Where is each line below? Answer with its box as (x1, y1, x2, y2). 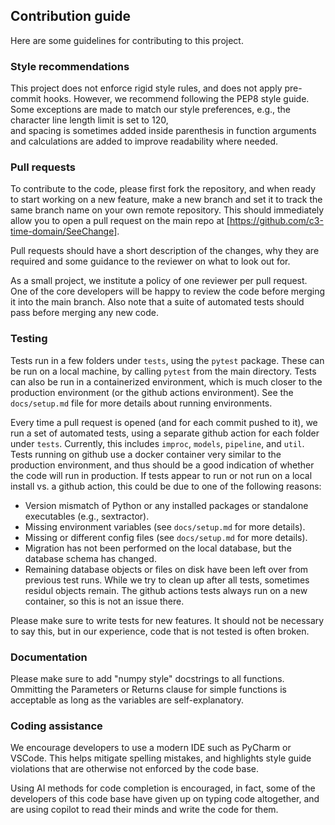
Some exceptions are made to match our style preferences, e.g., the (10, 104, 292, 116)
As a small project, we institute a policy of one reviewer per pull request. (10, 275, 308, 287)
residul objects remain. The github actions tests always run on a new (24, 584, 308, 596)
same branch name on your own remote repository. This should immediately (10, 204, 325, 216)
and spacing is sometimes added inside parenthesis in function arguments (10, 125, 317, 137)
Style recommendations (10, 59, 130, 73)
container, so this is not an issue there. (24, 595, 185, 607)
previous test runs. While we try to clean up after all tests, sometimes (24, 574, 310, 586)
